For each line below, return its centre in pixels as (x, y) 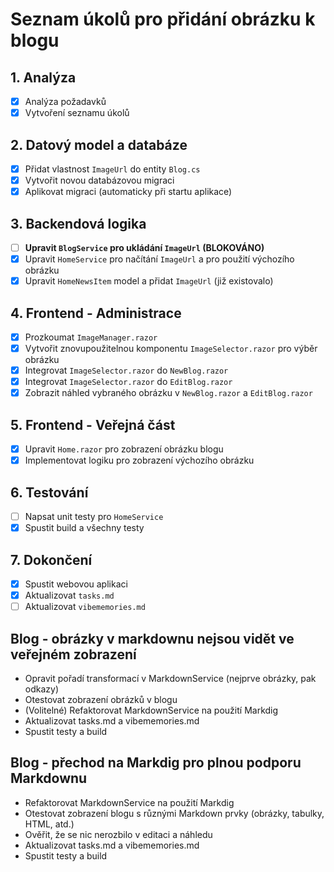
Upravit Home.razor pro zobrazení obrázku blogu (124, 449)
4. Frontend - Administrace (96, 313)
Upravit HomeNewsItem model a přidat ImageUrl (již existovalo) (149, 281)
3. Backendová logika (78, 223)
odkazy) (42, 689)
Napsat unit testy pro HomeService (94, 516)
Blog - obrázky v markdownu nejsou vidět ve (152, 638)
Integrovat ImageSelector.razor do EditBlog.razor (128, 382)
